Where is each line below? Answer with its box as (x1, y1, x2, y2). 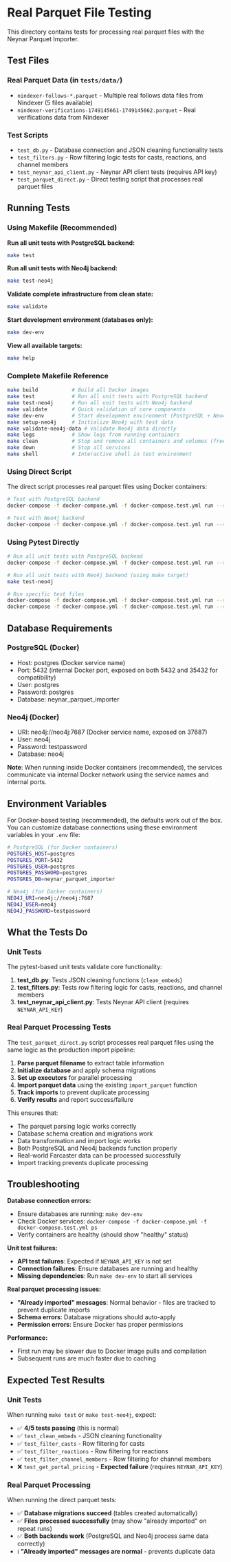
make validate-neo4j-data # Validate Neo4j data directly (7, 425, 177, 432)
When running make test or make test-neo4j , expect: (7, 1411, 157, 1419)
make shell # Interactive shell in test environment (7, 451, 192, 458)
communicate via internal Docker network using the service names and (7, 770, 209, 779)
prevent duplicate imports (16, 1305, 91, 1314)
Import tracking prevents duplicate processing (16, 1158, 148, 1167)
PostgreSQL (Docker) (7, 643, 80, 653)
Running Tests (7, 202, 70, 214)
